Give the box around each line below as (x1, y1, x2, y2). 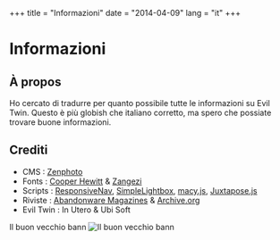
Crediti (9, 143, 48, 158)
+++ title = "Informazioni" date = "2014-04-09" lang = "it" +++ (9, 8, 242, 18)
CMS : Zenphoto (21, 166, 83, 177)
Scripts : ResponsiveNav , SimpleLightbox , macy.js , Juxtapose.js (21, 185, 258, 195)
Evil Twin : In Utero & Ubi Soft (21, 204, 132, 215)
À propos (9, 74, 62, 89)
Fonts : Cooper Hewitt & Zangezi (21, 176, 142, 186)
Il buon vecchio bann (9, 221, 87, 232)
